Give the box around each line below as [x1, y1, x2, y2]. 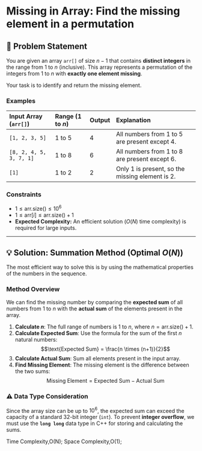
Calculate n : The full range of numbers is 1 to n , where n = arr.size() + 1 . [14, 323, 194, 330]
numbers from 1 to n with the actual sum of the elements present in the [6, 305, 183, 312]
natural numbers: [14, 336, 58, 344]
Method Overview [6, 285, 60, 293]
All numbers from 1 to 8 [116, 147, 183, 156]
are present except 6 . [116, 155, 176, 164]
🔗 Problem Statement [6, 41, 88, 51]
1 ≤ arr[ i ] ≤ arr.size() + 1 [14, 211, 74, 219]
